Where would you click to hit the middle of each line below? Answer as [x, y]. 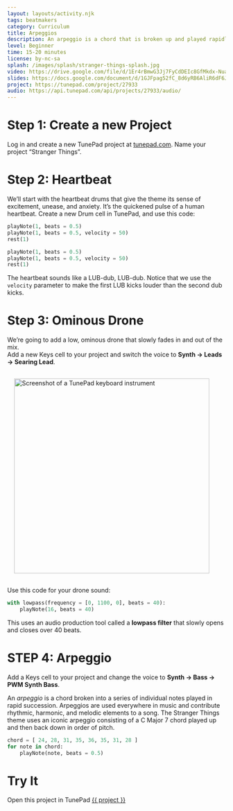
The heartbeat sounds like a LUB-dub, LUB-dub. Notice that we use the [109, 278]
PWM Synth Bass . [34, 684]
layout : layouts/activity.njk [51, 14]
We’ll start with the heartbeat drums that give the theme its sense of [104, 199]
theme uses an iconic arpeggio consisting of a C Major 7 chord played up [112, 720]
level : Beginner [31, 46]
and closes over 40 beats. [44, 630]
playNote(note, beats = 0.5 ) [62, 753]
